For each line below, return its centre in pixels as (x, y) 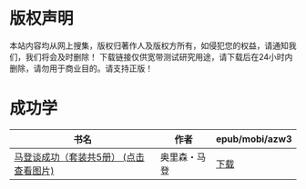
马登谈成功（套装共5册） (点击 (79, 157)
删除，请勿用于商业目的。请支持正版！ (81, 68)
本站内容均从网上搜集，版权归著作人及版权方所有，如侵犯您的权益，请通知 (149, 45)
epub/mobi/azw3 (254, 139)
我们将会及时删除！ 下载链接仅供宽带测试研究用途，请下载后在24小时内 (159, 56)
